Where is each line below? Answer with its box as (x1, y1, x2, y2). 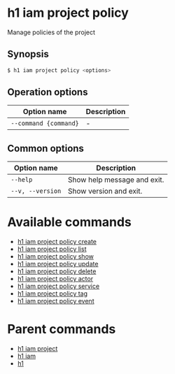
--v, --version (10, 187, 62, 195)
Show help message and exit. (67, 175, 164, 185)
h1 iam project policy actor (17, 275, 93, 283)
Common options (7, 142, 84, 154)
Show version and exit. (67, 187, 143, 196)
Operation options (7, 86, 88, 99)
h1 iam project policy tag (17, 289, 88, 298)
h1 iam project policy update (17, 260, 99, 268)
